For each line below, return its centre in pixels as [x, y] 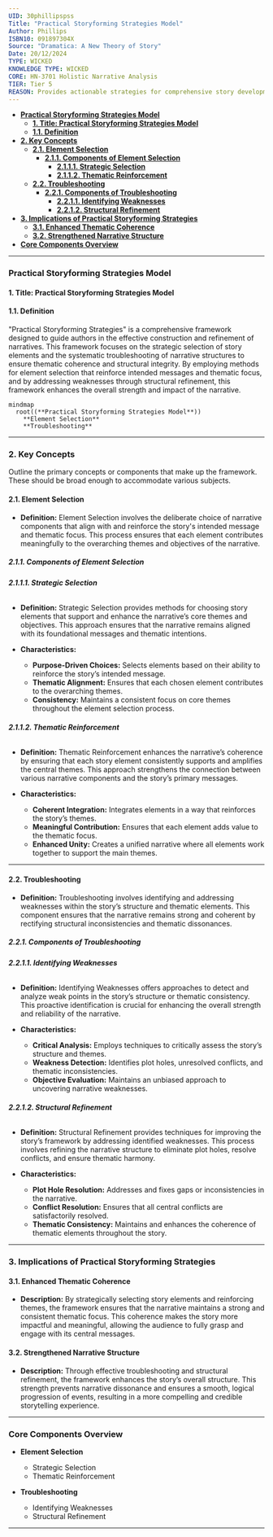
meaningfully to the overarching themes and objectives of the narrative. [140, 543]
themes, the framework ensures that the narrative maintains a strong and [142, 1308]
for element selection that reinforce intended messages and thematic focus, [135, 373]
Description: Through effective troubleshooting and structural [124, 1371]
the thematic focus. [65, 836]
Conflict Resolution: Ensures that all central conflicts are [128, 1207]
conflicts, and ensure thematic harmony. [88, 1158]
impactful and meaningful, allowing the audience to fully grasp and [132, 1325]
